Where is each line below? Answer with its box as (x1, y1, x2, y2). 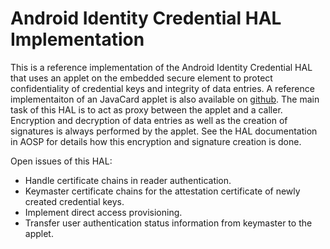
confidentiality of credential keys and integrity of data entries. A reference (10, 82, 315, 94)
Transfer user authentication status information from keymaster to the (24, 217, 313, 229)
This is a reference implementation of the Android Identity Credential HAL (10, 61, 313, 73)
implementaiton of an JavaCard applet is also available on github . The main (10, 93, 320, 105)
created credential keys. (24, 195, 125, 207)
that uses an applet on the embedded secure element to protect (10, 72, 273, 84)
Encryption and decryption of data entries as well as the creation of (10, 114, 288, 126)
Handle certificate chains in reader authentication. (24, 174, 232, 186)
